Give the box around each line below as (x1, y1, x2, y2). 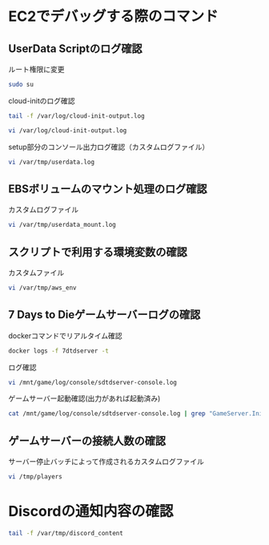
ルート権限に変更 (8, 65, 65, 74)
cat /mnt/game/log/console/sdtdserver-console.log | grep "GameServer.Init (8, 410, 267, 418)
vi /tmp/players (8, 473, 62, 481)
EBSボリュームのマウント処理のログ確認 (8, 182, 207, 196)
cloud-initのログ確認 (8, 95, 75, 105)
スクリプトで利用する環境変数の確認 (8, 245, 187, 259)
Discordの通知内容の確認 (8, 503, 174, 521)
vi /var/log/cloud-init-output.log (8, 126, 127, 135)
